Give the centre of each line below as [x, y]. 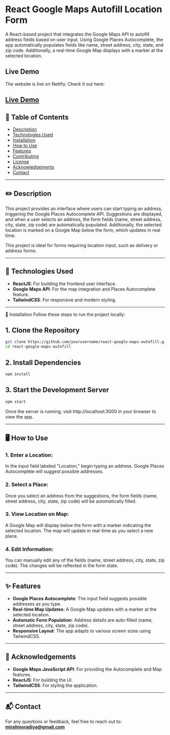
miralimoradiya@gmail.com [35, 727]
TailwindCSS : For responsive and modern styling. [64, 300]
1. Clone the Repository [42, 330]
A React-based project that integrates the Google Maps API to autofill [77, 34]
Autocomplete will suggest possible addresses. [54, 471]
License [21, 161]
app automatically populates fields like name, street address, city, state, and [84, 45]
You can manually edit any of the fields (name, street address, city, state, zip [85, 560]
